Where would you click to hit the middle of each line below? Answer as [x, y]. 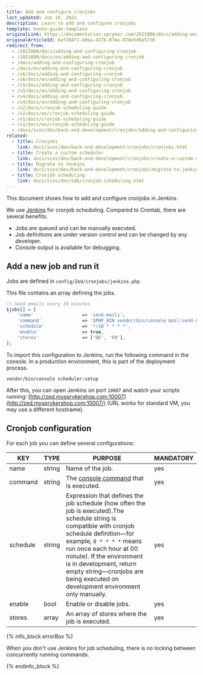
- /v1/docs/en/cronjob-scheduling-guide [63, 125]
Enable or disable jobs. [98, 604]
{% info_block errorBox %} [40, 636]
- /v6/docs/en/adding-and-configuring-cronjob [71, 79]
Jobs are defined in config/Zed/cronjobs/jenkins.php [73, 281]
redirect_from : [25, 46]
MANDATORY [174, 458]
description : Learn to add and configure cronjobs [71, 23]
